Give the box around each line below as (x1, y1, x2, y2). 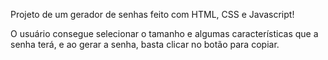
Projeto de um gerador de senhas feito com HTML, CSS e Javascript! (10, 9, 295, 20)
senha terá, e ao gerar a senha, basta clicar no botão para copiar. (10, 39, 280, 50)
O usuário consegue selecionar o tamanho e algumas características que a (10, 28, 319, 39)
